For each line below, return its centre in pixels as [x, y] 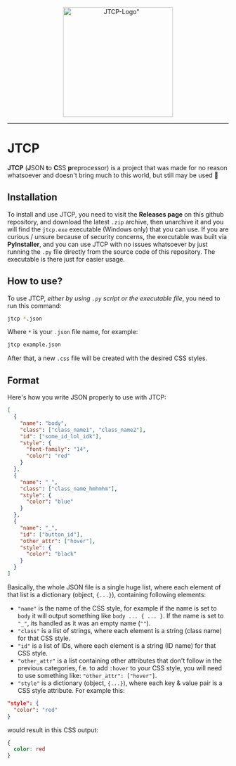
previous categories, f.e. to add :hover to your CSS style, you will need [120, 668]
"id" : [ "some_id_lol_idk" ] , [61, 436]
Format [24, 380]
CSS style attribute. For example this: [71, 690]
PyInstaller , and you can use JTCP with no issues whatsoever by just [108, 244]
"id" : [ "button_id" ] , [51, 535]
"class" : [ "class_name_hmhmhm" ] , [69, 489]
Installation [32, 197]
